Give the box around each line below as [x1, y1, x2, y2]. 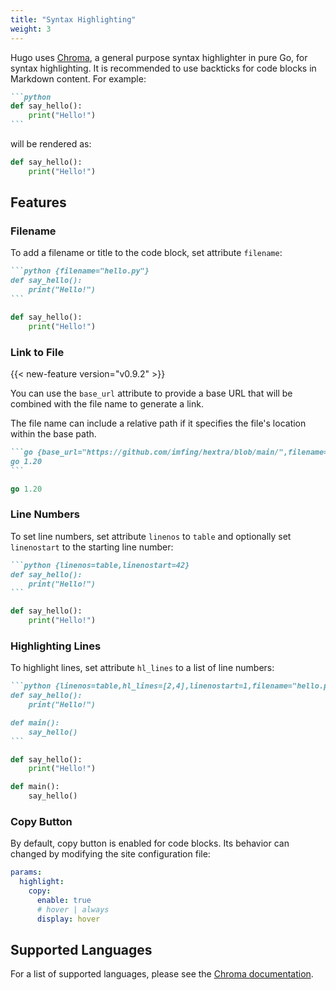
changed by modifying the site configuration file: [10, 848, 211, 860]
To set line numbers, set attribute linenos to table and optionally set [10, 530, 292, 542]
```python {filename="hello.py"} [10, 266, 150, 276]
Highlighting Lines [10, 639, 102, 653]
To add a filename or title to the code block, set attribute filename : [10, 247, 283, 259]
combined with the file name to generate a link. [10, 397, 204, 410]
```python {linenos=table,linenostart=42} [10, 560, 190, 570]
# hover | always [36, 904, 110, 915]
